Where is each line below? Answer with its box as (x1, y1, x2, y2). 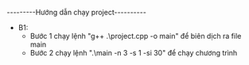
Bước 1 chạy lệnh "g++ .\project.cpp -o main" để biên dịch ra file (29, 32, 242, 40)
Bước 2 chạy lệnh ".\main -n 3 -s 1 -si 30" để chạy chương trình (29, 48, 238, 57)
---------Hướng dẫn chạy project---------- (6, 8, 147, 17)
